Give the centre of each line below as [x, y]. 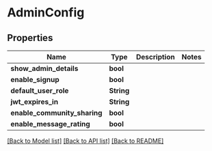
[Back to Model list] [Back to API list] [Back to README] [85, 141]
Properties [30, 38]
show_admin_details [44, 68]
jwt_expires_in [35, 102]
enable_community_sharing [56, 113]
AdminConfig [46, 13]
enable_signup [35, 80]
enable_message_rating [50, 124]
